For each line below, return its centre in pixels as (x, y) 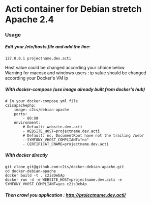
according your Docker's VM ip (37, 78)
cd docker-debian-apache (30, 171)
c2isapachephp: (21, 106)
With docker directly (27, 155)
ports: (21, 114)
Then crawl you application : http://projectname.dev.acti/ (66, 195)
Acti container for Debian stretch (74, 9)
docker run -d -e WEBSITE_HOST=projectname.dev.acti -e (63, 180)
